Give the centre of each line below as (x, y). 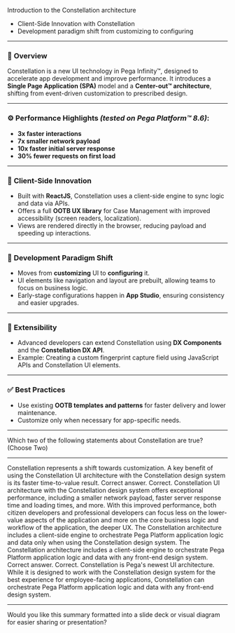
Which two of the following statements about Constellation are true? (105, 440)
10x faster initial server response (66, 148)
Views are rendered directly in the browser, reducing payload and (112, 225)
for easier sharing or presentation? (57, 622)
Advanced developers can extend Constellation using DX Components (120, 343)
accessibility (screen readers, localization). (79, 218)
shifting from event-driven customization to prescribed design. (98, 93)
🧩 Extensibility (32, 327)
